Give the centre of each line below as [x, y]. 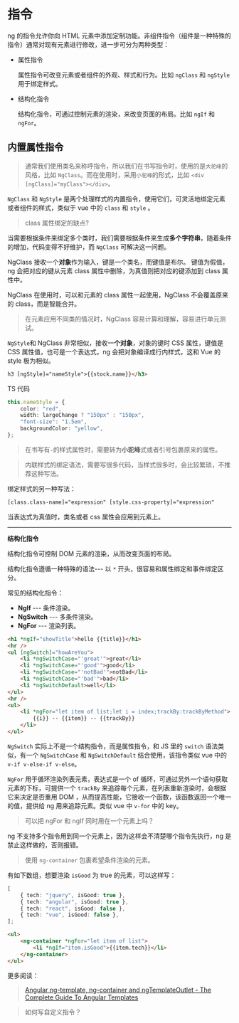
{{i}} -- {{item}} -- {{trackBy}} [84, 719]
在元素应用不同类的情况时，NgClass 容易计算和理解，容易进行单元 [122, 319]
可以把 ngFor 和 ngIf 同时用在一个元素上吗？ [89, 821]
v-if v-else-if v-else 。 [44, 764]
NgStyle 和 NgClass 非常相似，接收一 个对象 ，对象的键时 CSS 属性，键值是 [116, 343]
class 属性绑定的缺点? [57, 223]
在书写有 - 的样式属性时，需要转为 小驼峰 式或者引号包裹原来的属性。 [123, 450]
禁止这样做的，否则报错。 [45, 844]
